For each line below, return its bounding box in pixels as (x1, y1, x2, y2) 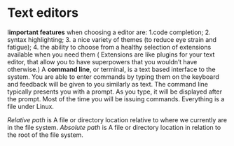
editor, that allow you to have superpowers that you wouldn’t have (7, 57, 198, 66)
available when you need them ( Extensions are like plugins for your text (7, 50, 215, 59)
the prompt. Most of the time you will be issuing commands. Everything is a (7, 94, 225, 103)
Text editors (7, 5, 79, 21)
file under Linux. (7, 102, 55, 110)
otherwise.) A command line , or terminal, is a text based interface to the (7, 65, 216, 73)
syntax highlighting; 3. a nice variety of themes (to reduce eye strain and (7, 35, 217, 43)
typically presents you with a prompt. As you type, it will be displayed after (7, 87, 223, 96)
